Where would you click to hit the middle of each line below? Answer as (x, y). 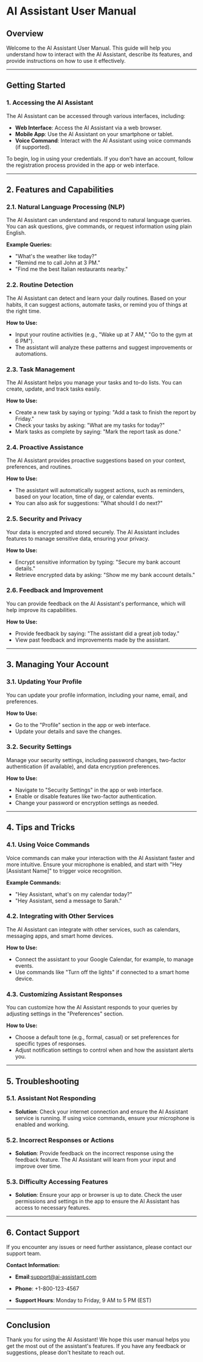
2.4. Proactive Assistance (45, 447)
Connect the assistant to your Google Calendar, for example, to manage (104, 959)
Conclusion (28, 1325)
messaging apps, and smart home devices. (60, 936)
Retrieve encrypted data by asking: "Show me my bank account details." (105, 575)
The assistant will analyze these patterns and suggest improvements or (104, 347)
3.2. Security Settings (39, 747)
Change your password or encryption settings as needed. (87, 803)
